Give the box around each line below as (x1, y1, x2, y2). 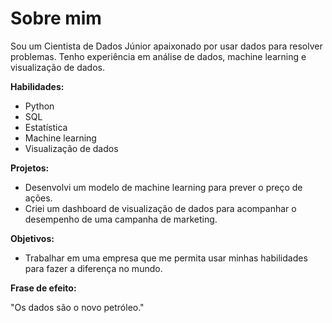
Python (24, 100, 55, 112)
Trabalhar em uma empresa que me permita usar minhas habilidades (24, 252, 308, 264)
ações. (24, 192, 53, 204)
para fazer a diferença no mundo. (24, 262, 163, 274)
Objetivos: (10, 232, 55, 244)
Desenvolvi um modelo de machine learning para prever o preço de (24, 181, 303, 193)
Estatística (24, 121, 68, 133)
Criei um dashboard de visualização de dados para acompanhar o (24, 202, 297, 214)
